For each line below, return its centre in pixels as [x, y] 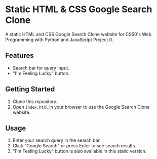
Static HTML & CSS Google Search [79, 9]
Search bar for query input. [41, 68]
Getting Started [30, 89]
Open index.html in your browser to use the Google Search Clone [81, 107]
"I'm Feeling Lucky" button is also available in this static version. [80, 151]
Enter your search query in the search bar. [57, 140]
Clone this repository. [35, 101]
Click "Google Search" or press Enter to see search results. [74, 146]
